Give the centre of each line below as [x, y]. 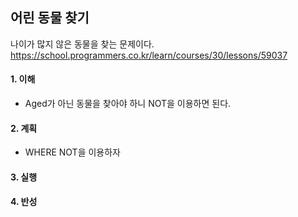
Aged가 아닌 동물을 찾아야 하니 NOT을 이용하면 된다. [128, 104]
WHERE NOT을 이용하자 [72, 152]
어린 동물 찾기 [50, 18]
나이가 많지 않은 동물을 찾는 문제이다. [82, 44]
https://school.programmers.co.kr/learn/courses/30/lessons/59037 [149, 55]
